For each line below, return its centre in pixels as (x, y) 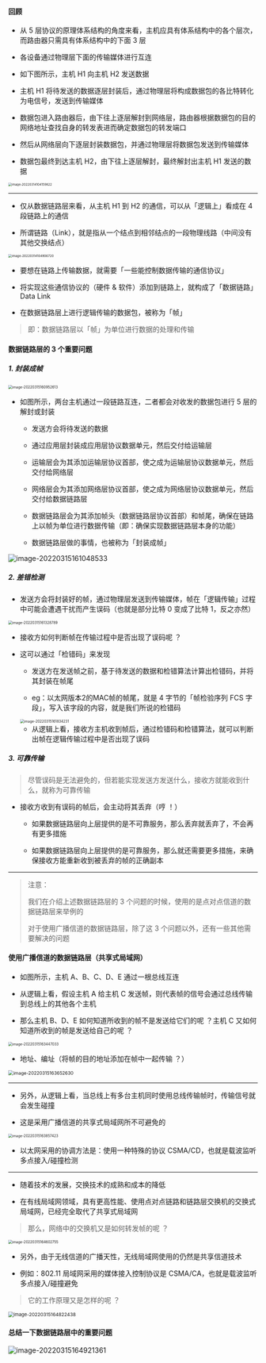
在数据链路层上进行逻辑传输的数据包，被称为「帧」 (103, 313)
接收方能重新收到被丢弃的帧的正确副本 (101, 860)
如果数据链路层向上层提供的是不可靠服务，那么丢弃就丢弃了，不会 (139, 824)
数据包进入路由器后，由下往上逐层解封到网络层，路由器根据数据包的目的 (137, 117)
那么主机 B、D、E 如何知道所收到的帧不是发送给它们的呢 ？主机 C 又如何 (138, 1020)
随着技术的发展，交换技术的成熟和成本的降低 (93, 1184)
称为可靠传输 (70, 789)
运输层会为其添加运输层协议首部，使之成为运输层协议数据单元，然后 (142, 462)
